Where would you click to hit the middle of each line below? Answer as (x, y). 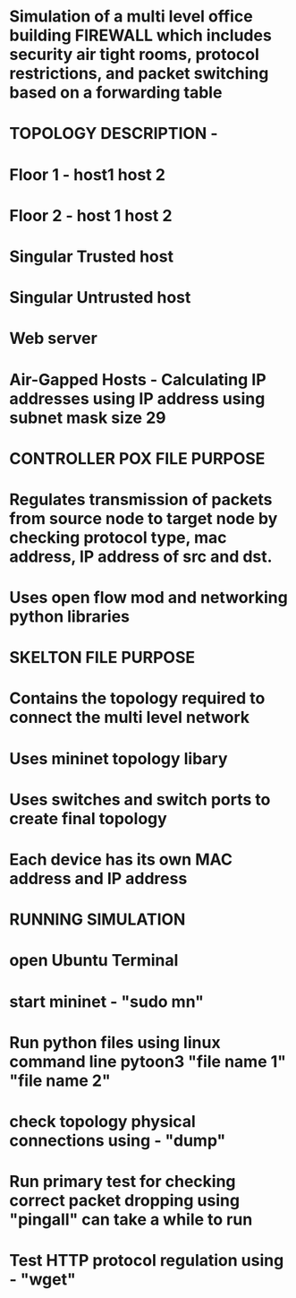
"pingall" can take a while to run (131, 1220)
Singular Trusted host (92, 256)
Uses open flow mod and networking (148, 598)
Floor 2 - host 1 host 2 (91, 215)
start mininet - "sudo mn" (106, 1001)
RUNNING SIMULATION (97, 920)
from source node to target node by (144, 518)
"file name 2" (60, 1080)
